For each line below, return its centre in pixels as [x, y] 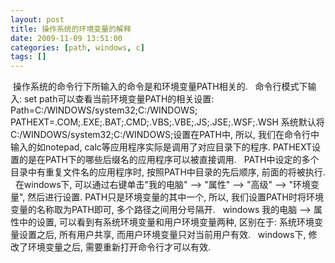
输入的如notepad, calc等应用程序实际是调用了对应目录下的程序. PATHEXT [161, 147]
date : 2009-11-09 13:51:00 [66, 38]
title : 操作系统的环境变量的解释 [71, 29]
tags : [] [28, 57]
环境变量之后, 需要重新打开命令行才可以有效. [119, 247]
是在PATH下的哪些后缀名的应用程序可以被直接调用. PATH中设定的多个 [173, 160]
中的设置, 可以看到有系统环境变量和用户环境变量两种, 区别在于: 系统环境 [166, 222]
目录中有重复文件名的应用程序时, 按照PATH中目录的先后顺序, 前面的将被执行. [168, 172]
